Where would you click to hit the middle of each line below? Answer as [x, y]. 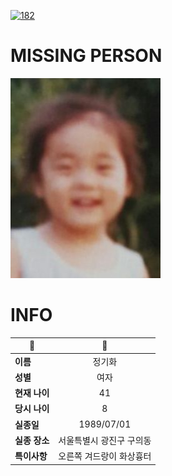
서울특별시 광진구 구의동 [105, 440]
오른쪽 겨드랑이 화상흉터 [105, 456]
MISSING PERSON [86, 56]
